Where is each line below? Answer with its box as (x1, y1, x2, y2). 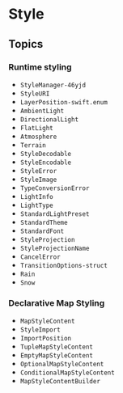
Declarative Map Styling (8, 297, 105, 308)
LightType (19, 201, 54, 209)
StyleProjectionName (19, 244, 90, 252)
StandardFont (19, 227, 65, 235)
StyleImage (19, 175, 57, 184)
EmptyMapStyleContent (19, 352, 93, 360)
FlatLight (19, 124, 54, 132)
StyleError (19, 167, 57, 175)
